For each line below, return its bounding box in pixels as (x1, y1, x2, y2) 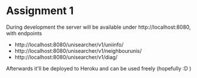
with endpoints (6, 29, 42, 36)
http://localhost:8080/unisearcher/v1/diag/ (14, 53, 118, 60)
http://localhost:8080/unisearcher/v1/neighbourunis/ (14, 47, 142, 54)
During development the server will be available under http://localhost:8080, (6, 23, 191, 30)
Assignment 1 (6, 4, 74, 18)
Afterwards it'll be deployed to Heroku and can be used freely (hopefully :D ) (6, 65, 192, 72)
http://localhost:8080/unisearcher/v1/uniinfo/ (14, 41, 124, 48)
